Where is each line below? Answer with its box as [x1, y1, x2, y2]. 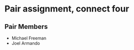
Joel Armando [11, 40, 40, 46]
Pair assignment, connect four [4, 3, 130, 14]
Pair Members [4, 23, 48, 31]
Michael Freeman [11, 35, 47, 41]
